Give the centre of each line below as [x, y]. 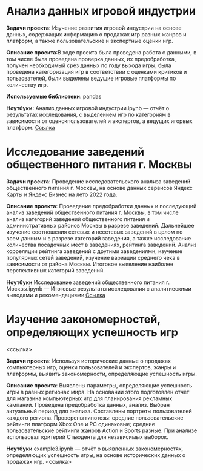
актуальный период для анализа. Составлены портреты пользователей [99, 411]
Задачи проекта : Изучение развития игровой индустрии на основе [94, 28]
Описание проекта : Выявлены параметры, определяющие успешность [99, 385]
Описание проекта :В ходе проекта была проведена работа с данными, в [101, 52]
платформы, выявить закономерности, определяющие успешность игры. [101, 374]
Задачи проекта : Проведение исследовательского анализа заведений [98, 181]
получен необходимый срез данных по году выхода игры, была [89, 65]
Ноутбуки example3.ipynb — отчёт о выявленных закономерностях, [95, 449]
